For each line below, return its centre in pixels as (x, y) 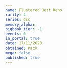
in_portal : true (22, 39)
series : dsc (18, 19)
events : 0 (16, 34)
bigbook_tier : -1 (24, 29)
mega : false (18, 53)
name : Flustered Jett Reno (34, 10)
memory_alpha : (20, 24)
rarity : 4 (16, 15)
